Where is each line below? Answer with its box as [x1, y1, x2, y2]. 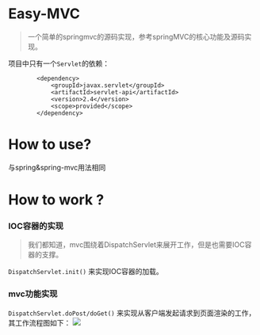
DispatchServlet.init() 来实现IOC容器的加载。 [8, 267, 164, 276]
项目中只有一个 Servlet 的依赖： [8, 59, 110, 68]
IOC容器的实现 [8, 220, 64, 231]
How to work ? [8, 191, 105, 209]
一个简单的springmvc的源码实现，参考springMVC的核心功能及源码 [27, 32, 245, 41]
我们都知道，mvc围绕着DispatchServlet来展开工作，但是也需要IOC [27, 240, 246, 249]
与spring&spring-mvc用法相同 [8, 162, 106, 172]
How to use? [8, 135, 92, 154]
